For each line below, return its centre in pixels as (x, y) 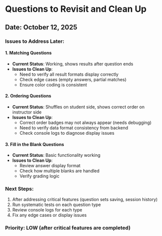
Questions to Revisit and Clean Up (76, 9)
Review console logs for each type (47, 210)
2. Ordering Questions (28, 96)
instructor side (27, 112)
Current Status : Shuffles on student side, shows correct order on (78, 107)
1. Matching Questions (28, 53)
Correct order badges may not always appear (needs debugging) (85, 122)
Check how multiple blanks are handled (59, 171)
